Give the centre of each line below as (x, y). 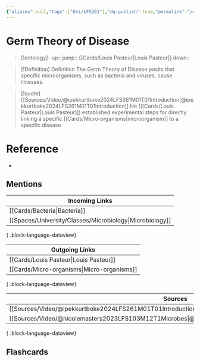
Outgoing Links (73, 250)
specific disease (41, 125)
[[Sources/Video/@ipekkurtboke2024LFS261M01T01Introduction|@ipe (107, 99)
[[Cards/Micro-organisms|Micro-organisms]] (73, 269)
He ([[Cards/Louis (152, 106)
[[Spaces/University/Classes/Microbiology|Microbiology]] (90, 221)
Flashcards (27, 352)
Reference (32, 149)
